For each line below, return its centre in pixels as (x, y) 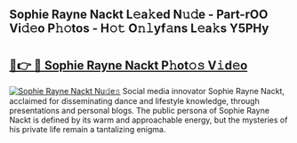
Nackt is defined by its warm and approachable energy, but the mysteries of (148, 120)
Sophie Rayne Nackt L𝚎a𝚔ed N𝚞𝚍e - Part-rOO (139, 15)
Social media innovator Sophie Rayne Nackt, (204, 91)
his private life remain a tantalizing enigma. (88, 129)
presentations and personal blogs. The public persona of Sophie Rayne (139, 111)
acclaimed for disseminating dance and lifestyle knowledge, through (134, 101)
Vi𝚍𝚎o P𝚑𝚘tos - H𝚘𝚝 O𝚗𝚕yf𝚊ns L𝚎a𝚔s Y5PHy (139, 29)
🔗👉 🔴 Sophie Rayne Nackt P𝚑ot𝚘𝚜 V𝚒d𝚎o (128, 65)
